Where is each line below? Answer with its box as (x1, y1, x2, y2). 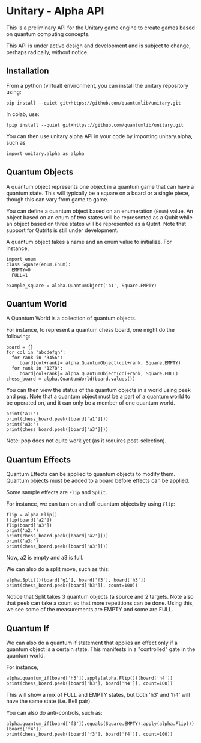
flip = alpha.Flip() (6, 512, 58, 518)
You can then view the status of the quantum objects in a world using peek (6, 387, 191, 394)
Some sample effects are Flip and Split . (6, 489, 107, 496)
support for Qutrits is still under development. (6, 227, 119, 234)
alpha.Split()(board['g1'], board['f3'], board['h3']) (6, 577, 146, 584)
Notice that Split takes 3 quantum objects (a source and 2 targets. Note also (6, 593, 194, 601)
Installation (6, 66, 49, 76)
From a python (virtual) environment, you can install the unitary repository (6, 82, 189, 89)
